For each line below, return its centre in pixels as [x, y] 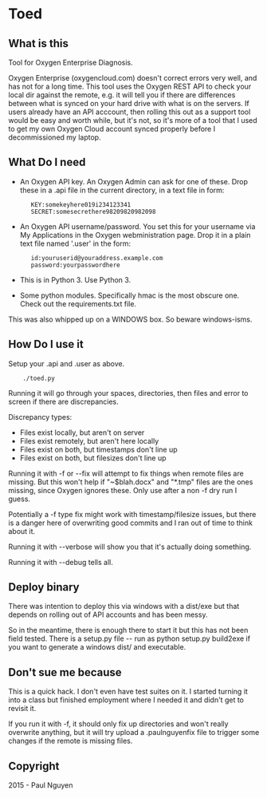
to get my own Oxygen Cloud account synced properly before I [112, 129]
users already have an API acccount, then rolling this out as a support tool [130, 112]
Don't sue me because [65, 672]
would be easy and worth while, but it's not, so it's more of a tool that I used [133, 120]
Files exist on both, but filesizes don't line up [93, 458]
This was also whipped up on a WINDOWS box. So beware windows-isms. [130, 319]
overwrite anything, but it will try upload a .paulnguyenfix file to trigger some [134, 733]
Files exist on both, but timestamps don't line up [98, 449]
